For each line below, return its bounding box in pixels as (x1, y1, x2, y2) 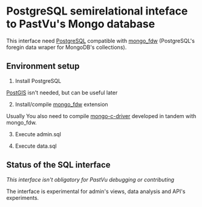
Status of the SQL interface (6, 160, 111, 170)
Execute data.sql (15, 142, 57, 149)
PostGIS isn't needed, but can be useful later (6, 89, 118, 96)
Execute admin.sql (15, 130, 62, 137)
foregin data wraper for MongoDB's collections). (6, 44, 127, 51)
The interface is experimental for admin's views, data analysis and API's (6, 188, 186, 195)
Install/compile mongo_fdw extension (15, 100, 108, 108)
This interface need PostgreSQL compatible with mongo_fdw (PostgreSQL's (6, 37, 195, 44)
